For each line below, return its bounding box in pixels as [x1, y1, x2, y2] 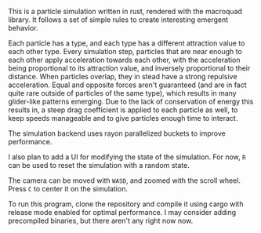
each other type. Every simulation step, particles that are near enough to [8, 47, 243, 56]
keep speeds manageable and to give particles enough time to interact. [8, 114, 238, 122]
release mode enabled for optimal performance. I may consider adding [8, 208, 237, 217]
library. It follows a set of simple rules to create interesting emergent [8, 15, 229, 24]
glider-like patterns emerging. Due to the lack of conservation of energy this [8, 97, 254, 106]
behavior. [8, 24, 38, 32]
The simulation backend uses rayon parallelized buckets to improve [8, 129, 226, 138]
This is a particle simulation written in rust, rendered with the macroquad [8, 7, 243, 16]
